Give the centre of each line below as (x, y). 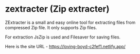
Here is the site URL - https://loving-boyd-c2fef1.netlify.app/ (65, 46)
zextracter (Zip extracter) (57, 9)
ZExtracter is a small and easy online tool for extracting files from (70, 22)
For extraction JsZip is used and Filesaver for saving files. (63, 37)
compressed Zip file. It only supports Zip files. (51, 27)
